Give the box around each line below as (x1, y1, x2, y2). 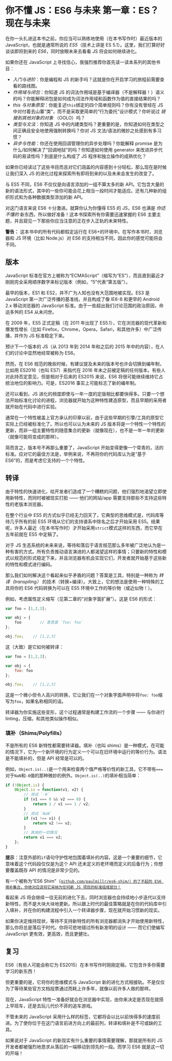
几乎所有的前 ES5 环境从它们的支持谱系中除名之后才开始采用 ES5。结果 (9, 518, 160, 525)
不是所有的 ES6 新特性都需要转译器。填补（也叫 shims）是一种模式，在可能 (5, 742, 165, 748)
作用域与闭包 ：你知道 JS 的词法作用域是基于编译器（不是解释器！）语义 (12, 89, 165, 95)
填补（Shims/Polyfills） (5, 730, 65, 737)
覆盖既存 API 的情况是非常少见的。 (9, 867, 83, 873)
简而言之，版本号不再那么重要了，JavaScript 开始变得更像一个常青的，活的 (5, 444, 164, 450)
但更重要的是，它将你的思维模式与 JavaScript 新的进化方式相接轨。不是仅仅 (5, 979, 165, 985)
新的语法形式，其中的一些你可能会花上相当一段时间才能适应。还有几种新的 (5, 187, 162, 193)
